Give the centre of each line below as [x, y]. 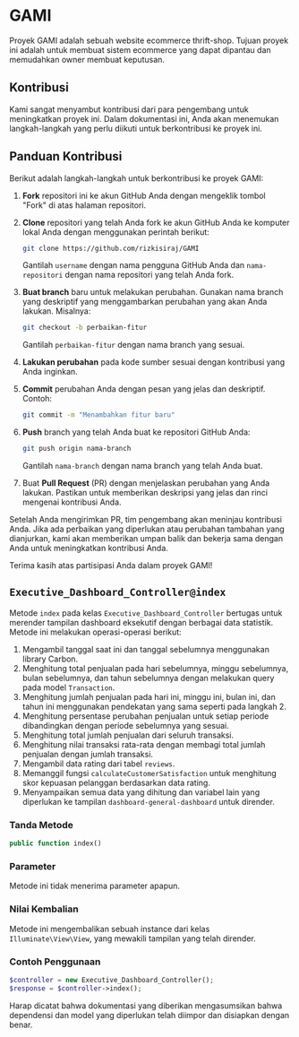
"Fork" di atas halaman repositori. [84, 205]
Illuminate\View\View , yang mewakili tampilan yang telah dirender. [133, 938]
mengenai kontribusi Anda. [72, 502]
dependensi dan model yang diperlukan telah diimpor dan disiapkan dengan [149, 1015]
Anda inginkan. [50, 372]
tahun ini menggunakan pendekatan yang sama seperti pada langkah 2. [154, 706]
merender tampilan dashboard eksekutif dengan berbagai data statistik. [141, 622]
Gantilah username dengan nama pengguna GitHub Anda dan [133, 265]
